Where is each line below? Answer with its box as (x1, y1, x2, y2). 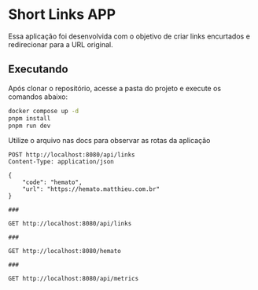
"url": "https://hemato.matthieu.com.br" (22, 185, 160, 193)
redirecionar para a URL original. (8, 39, 113, 49)
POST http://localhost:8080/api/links (8, 151, 135, 159)
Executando (8, 63, 68, 76)
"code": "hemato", (22, 178, 83, 186)
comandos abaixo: (8, 92, 68, 101)
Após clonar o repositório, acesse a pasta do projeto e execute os (8, 83, 222, 93)
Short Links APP (8, 6, 116, 24)
